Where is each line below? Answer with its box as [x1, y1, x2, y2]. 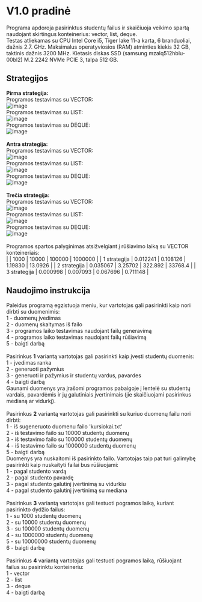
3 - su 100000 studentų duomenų [6, 524, 90, 532]
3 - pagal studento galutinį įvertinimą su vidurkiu [6, 480, 126, 487]
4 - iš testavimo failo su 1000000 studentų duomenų [6, 442, 136, 449]
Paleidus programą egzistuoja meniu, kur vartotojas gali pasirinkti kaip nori [6, 302, 191, 309]
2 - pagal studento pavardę [6, 473, 74, 481]
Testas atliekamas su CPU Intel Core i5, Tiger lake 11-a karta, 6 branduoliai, [6, 37, 192, 44]
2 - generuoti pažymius [6, 365, 64, 372]
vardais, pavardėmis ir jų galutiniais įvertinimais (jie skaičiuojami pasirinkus [6, 391, 191, 398]
